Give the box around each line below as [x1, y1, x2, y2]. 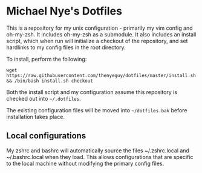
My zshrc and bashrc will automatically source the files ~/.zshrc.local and [6, 147, 189, 154]
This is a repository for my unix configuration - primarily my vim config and [6, 24, 193, 32]
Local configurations [6, 131, 86, 141]
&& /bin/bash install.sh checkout [6, 78, 94, 84]
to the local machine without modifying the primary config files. [6, 160, 165, 167]
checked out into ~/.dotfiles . [6, 95, 81, 102]
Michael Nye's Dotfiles [6, 4, 123, 18]
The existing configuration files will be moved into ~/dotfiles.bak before [6, 106, 187, 114]
